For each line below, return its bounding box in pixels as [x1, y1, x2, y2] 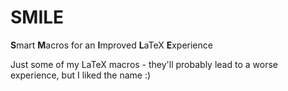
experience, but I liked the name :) [10, 69, 152, 81]
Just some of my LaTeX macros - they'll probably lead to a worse [10, 58, 278, 70]
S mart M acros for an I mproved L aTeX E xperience [10, 39, 213, 51]
